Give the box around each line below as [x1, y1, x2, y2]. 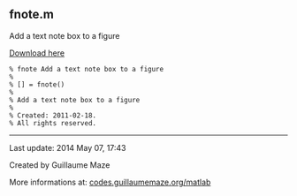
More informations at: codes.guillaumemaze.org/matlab [9, 177, 211, 187]
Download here [9, 48, 65, 58]
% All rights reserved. [9, 118, 97, 127]
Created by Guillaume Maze [9, 159, 110, 170]
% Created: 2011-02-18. [9, 110, 97, 120]
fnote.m [9, 7, 55, 22]
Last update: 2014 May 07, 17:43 [9, 142, 126, 153]
